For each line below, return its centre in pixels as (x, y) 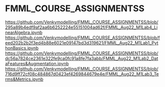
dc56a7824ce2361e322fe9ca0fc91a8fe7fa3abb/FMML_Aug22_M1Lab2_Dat (82, 58)
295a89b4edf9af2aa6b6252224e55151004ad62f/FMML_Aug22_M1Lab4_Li (82, 27)
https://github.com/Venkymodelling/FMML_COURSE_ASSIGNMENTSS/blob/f (82, 38)
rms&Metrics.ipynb (24, 79)
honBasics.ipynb (22, 48)
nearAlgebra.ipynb (24, 32)
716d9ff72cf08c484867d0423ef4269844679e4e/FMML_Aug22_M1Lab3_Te (82, 74)
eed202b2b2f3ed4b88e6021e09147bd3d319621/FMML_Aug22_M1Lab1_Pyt (82, 43)
